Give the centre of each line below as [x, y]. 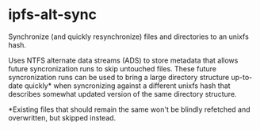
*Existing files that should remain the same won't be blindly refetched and [130, 109]
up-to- [242, 77]
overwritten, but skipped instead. [62, 117]
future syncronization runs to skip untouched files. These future [112, 68]
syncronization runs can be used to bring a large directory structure [119, 77]
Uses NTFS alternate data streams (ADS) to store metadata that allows [123, 60]
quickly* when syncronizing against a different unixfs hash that [128, 86]
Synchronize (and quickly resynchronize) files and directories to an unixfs [129, 36]
